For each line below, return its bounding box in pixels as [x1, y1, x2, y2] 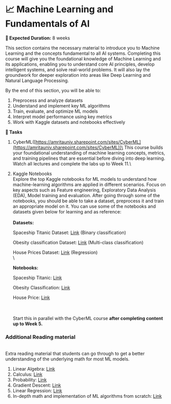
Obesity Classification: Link [12, 284, 70, 290]
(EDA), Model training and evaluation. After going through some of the [12, 192, 160, 198]
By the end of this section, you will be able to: [5, 87, 101, 93]
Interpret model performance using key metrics [12, 113, 112, 120]
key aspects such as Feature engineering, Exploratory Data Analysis [12, 187, 156, 193]
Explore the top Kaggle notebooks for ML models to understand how [12, 176, 157, 182]
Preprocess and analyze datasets [12, 97, 83, 103]
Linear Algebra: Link [12, 366, 55, 372]
